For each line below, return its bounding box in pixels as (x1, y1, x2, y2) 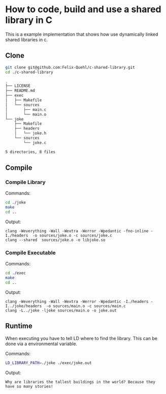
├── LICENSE (5, 83, 30, 88)
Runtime (5, 322, 32, 330)
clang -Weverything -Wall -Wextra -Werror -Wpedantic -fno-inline (5, 228, 149, 233)
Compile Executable (5, 249, 56, 256)
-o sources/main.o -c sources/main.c (46, 304, 126, 309)
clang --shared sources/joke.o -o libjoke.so (5, 237, 106, 243)
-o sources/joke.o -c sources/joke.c (32, 233, 113, 238)
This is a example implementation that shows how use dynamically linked (5, 31, 158, 37)
